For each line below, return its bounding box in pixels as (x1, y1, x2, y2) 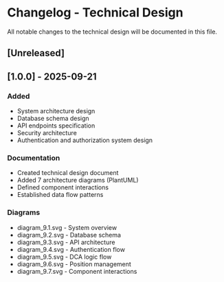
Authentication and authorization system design (16, 136, 153, 145)
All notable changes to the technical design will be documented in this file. (7, 27, 218, 36)
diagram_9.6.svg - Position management (16, 259, 132, 268)
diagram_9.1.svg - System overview (16, 223, 117, 231)
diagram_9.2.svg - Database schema (16, 231, 122, 239)
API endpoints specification (16, 121, 96, 130)
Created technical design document (16, 169, 119, 177)
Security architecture (16, 129, 77, 137)
